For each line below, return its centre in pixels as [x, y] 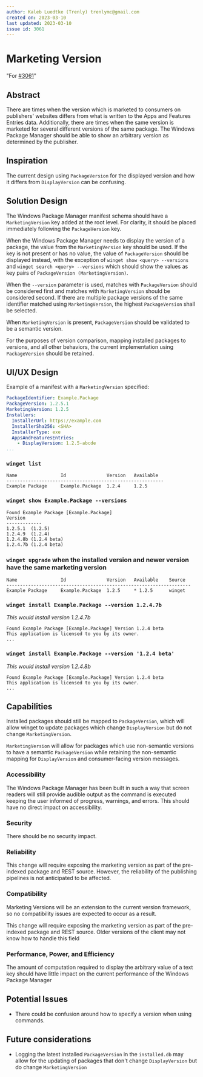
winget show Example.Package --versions [67, 501]
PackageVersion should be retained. [50, 353]
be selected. [22, 310]
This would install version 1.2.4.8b [48, 666]
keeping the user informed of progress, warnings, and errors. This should [98, 800]
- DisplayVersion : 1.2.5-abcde [57, 443]
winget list [24, 464]
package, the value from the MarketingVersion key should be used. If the [97, 247]
